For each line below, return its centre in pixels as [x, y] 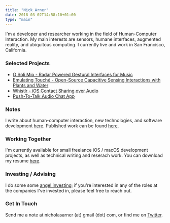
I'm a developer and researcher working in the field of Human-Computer [81, 34]
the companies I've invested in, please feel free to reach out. [69, 190]
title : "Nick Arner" [27, 10]
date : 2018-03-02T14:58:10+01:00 [41, 15]
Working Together [28, 139]
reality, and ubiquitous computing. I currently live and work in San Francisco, [85, 45]
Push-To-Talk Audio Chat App [44, 96]
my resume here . [23, 161]
